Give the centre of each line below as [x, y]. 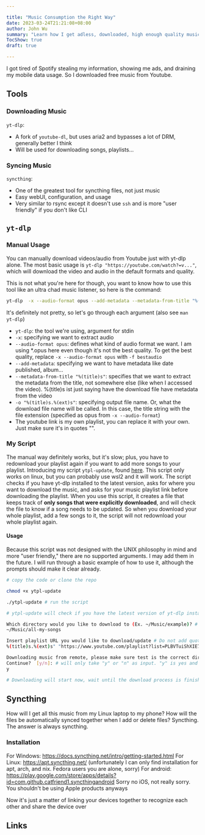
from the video [34, 396]
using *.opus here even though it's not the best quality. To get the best [103, 350]
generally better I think [43, 143]
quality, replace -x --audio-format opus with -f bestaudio [88, 356]
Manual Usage [28, 245]
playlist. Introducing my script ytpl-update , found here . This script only [95, 470]
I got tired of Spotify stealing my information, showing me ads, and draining [101, 68]
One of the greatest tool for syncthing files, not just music [88, 190]
